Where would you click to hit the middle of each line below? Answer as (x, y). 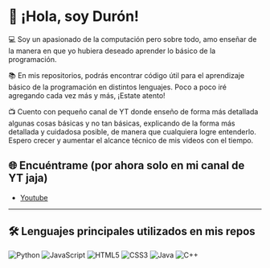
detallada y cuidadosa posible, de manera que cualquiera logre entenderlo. (133, 131)
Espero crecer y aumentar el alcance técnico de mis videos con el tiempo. (131, 140)
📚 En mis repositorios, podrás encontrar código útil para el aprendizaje (127, 75)
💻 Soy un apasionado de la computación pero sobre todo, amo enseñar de (133, 39)
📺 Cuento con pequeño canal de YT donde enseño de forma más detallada (133, 111)
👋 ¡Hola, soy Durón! (74, 16)
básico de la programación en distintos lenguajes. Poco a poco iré (118, 87)
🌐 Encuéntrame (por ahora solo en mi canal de (127, 165)
